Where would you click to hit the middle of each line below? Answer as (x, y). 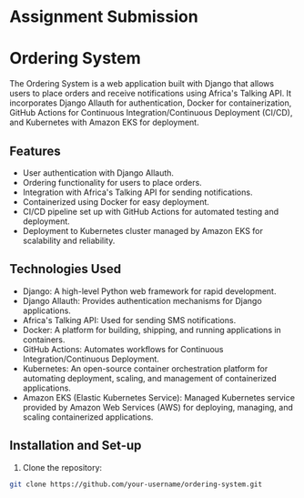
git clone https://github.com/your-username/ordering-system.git (136, 484)
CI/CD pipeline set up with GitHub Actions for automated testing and (151, 211)
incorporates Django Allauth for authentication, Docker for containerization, (151, 103)
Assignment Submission (104, 17)
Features (35, 151)
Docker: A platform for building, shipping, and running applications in (152, 330)
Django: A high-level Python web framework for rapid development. (149, 291)
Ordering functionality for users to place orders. (112, 182)
